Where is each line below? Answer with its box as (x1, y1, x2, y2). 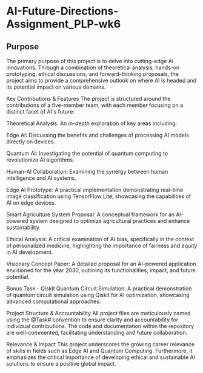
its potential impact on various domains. (6, 83, 106, 91)
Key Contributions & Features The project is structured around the (6, 95, 171, 102)
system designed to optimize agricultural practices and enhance (29, 217, 190, 224)
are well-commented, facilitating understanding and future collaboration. (6, 329, 188, 336)
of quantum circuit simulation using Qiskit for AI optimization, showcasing (6, 292, 190, 298)
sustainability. (6, 224, 41, 231)
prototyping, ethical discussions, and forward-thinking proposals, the (6, 70, 179, 77)
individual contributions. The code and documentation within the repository (6, 323, 195, 329)
